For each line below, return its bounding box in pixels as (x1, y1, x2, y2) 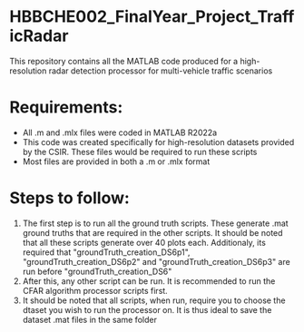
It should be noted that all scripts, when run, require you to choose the (22, 295, 286, 306)
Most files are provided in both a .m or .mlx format (22, 156, 211, 167)
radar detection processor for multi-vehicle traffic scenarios (48, 65, 273, 76)
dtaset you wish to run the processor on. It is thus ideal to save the (22, 304, 272, 315)
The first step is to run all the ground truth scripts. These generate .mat (22, 218, 289, 229)
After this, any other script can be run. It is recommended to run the (22, 275, 276, 287)
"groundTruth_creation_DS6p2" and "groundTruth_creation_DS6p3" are (22, 256, 290, 267)
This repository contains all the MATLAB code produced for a (9, 55, 239, 66)
